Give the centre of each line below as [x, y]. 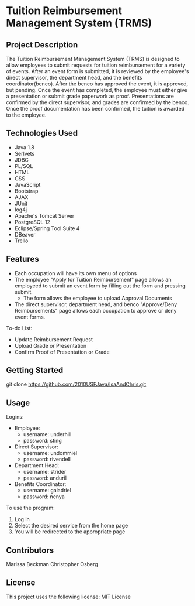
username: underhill [47, 434]
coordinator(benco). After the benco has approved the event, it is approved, [97, 84]
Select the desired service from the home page [71, 526]
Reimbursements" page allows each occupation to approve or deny [95, 310]
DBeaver [25, 234]
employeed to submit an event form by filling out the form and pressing [100, 286]
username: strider [45, 472]
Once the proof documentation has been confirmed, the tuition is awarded [95, 109]
